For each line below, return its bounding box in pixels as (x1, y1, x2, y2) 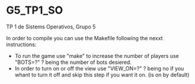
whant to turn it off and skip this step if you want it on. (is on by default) (14, 71, 190, 78)
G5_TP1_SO (6, 4, 63, 17)
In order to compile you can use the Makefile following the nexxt (6, 34, 163, 41)
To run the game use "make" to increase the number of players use (14, 52, 179, 59)
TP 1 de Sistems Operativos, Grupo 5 (6, 23, 96, 30)
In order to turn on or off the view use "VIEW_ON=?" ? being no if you (14, 64, 184, 72)
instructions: (6, 41, 37, 48)
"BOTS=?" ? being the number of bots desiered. (14, 59, 132, 66)
